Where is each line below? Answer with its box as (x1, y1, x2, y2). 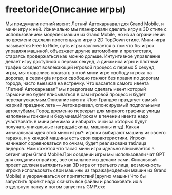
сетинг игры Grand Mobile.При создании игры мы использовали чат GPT (5, 151, 165, 157)
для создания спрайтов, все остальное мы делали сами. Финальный (5, 156, 157, 162)
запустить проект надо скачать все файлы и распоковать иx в (5, 178, 142, 184)
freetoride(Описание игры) (5, 4, 126, 15)
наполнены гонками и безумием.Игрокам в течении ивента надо (5, 113, 148, 119)
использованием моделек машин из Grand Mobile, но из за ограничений (5, 31, 165, 37)
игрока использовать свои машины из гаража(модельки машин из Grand (5, 167, 167, 174)
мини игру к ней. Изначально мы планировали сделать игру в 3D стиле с (5, 26, 167, 32)
